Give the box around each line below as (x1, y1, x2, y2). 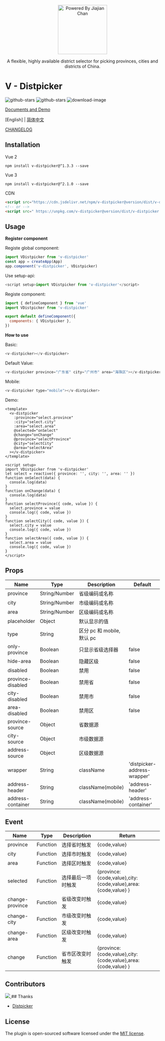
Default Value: (5, 360, 34, 366)
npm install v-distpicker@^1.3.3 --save (5, 163, 89, 168)
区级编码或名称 (79, 609, 114, 616)
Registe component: (5, 291, 46, 297)
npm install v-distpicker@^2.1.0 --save (5, 181, 89, 187)
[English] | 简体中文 (5, 116, 44, 123)
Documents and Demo (5, 106, 51, 112)
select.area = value (9, 540, 52, 545)
